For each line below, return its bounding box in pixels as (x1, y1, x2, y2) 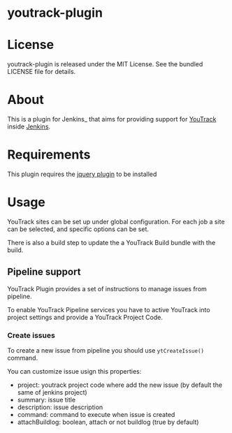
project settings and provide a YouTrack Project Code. (7, 313, 163, 321)
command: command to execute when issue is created (17, 411, 175, 419)
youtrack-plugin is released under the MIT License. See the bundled (7, 60, 203, 68)
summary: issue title (17, 396, 75, 404)
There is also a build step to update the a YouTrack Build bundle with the (7, 238, 216, 247)
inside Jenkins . (7, 122, 51, 131)
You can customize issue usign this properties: (7, 367, 142, 376)
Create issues (7, 330, 56, 340)
